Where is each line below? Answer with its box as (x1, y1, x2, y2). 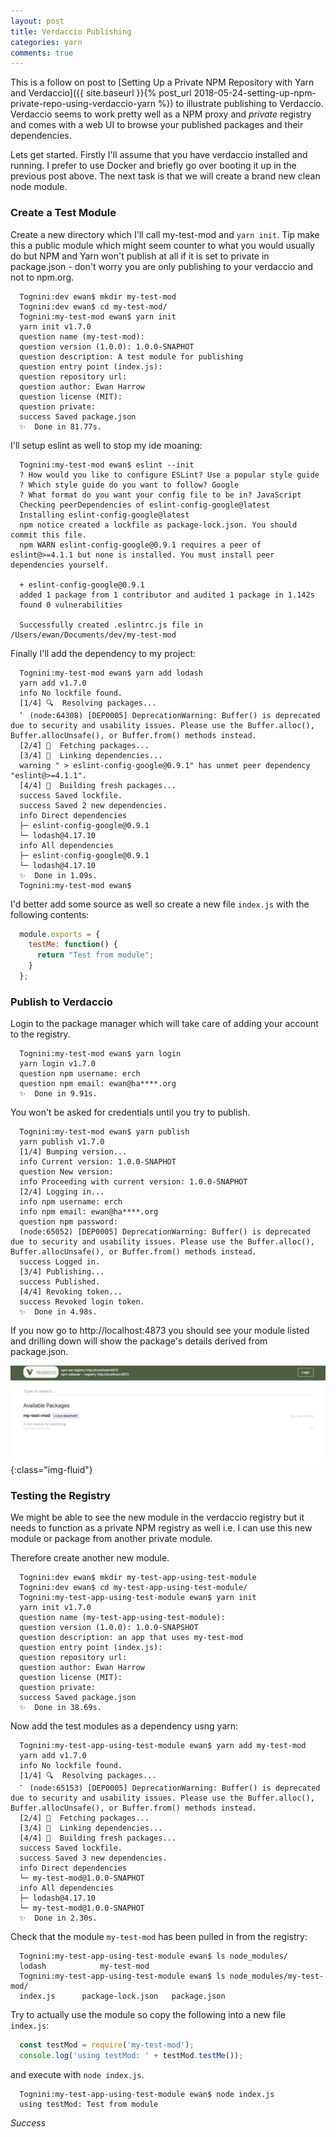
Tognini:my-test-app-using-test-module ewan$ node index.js (19, 2089, 275, 2099)
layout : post (10, 16, 65, 26)
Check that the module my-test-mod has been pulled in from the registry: (10, 1931, 308, 1943)
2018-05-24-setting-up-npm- (193, 87, 317, 99)
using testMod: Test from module (19, 2099, 159, 2109)
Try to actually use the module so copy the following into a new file (10, 2009, 287, 2021)
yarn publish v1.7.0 (19, 1137, 105, 1147)
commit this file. (10, 530, 87, 540)
